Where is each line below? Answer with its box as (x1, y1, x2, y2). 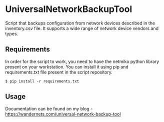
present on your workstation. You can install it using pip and (5, 63, 128, 69)
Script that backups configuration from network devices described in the (5, 20, 155, 26)
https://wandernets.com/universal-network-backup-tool (5, 111, 121, 117)
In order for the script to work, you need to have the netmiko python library (5, 58, 159, 64)
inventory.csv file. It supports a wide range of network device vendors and (5, 25, 159, 31)
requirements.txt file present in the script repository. (5, 69, 112, 75)
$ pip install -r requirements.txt (5, 78, 79, 83)
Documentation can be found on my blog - (5, 105, 93, 111)
